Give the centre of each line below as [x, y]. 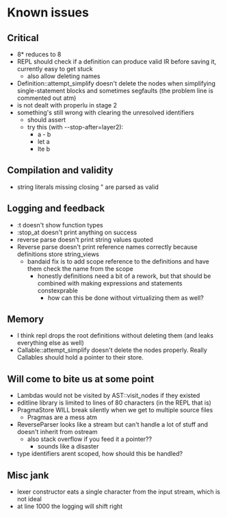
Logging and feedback [56, 209]
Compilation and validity [60, 170]
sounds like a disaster [68, 446]
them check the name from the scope [80, 268]
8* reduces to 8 [39, 54]
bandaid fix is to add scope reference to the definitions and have [118, 261]
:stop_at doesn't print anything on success [77, 232]
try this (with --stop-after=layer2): [75, 127]
